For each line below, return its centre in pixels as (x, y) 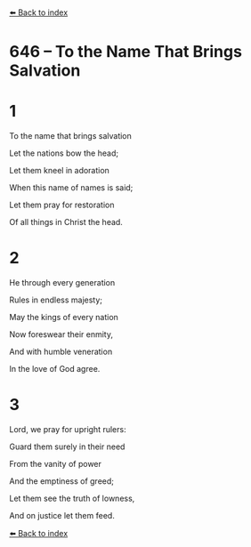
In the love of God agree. (55, 369)
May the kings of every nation (64, 318)
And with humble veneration (61, 352)
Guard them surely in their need (67, 446)
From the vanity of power (56, 464)
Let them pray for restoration (62, 205)
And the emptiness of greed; (61, 481)
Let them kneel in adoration (59, 171)
